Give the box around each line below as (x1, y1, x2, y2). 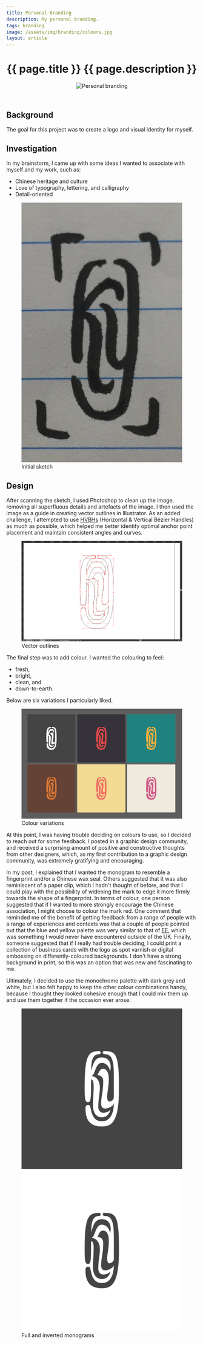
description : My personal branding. (6, 16, 99, 22)
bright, (15, 672, 32, 679)
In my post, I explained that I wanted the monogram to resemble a (6, 869, 170, 876)
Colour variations (21, 819, 65, 827)
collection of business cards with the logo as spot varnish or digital (6, 946, 174, 953)
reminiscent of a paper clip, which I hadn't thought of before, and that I (6, 881, 183, 889)
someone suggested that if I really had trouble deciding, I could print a (6, 939, 182, 947)
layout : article (6, 35, 47, 42)
